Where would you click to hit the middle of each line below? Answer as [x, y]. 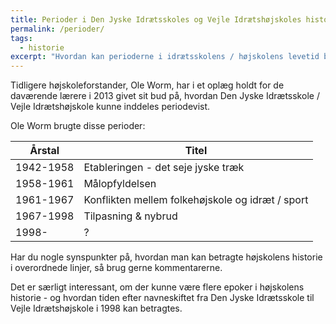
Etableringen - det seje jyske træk [164, 168]
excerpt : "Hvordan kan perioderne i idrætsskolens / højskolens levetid [165, 57]
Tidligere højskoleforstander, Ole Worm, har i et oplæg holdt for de [147, 85]
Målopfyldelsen [120, 184]
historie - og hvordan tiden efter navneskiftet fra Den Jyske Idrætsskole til [162, 298]
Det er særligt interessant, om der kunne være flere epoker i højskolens [157, 287]
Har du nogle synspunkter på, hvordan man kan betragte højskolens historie [166, 257]
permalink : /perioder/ [57, 29]
